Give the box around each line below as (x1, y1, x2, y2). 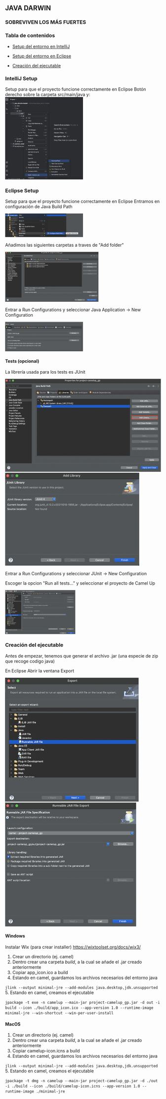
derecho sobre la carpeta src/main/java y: (5, 91, 90, 97)
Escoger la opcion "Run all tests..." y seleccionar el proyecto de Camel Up (5, 580, 156, 586)
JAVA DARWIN (5, 4, 51, 12)
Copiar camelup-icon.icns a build (12, 1048, 80, 1054)
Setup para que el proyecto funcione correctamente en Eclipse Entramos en (5, 198, 160, 204)
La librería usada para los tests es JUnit (5, 369, 85, 375)
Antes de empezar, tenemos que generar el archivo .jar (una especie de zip (5, 653, 159, 659)
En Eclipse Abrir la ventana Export (5, 667, 75, 673)
